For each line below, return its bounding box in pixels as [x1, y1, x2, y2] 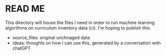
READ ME [5, 3, 45, 14]
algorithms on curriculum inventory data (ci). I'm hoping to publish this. [5, 24, 151, 30]
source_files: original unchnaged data [12, 34, 90, 40]
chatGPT [12, 45, 31, 51]
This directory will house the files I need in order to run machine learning [5, 19, 155, 25]
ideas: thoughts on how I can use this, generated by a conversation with [12, 39, 161, 45]
